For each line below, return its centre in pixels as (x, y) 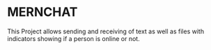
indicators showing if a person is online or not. (74, 38)
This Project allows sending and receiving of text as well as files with (105, 31)
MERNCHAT (42, 12)
